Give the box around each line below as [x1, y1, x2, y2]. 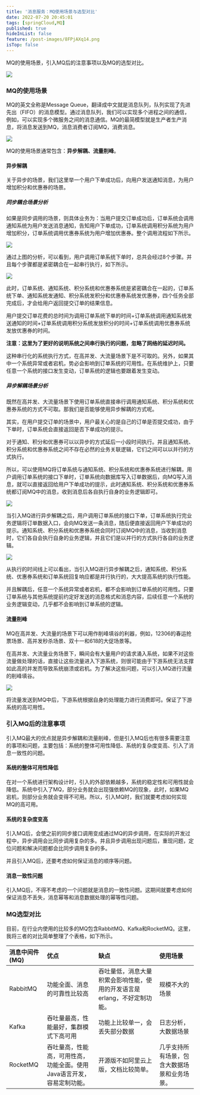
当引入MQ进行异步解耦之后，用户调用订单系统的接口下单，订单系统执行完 [6, 512, 187, 519]
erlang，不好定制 [98, 994, 146, 1002]
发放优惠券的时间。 [6, 327, 54, 334]
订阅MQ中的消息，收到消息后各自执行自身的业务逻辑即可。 [16, 488, 161, 495]
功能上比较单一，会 [98, 1018, 152, 1027]
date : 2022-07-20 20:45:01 [6, 14, 73, 20]
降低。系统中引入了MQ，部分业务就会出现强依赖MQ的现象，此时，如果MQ [6, 786, 189, 793]
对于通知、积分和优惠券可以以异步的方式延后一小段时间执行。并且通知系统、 [6, 438, 194, 445]
